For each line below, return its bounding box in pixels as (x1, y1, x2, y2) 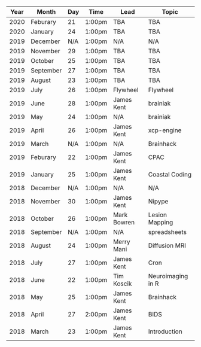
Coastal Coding (148, 171, 192, 178)
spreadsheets (148, 228, 187, 236)
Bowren (112, 218, 135, 226)
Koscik (112, 279, 132, 288)
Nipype (148, 197, 169, 205)
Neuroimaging (148, 272, 188, 280)
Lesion (148, 211, 167, 219)
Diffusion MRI (148, 242, 187, 249)
